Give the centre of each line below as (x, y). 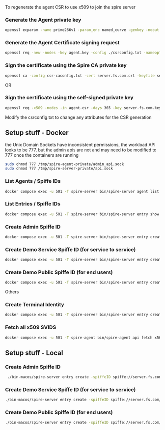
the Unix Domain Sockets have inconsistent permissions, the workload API (80, 144)
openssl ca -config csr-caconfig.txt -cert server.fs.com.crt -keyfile (80, 76)
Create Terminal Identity (35, 305)
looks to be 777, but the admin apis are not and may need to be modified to (81, 150)
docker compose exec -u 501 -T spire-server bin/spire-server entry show (82, 214)
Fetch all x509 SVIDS (31, 327)
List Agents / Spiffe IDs (33, 181)
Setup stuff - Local (34, 353)
